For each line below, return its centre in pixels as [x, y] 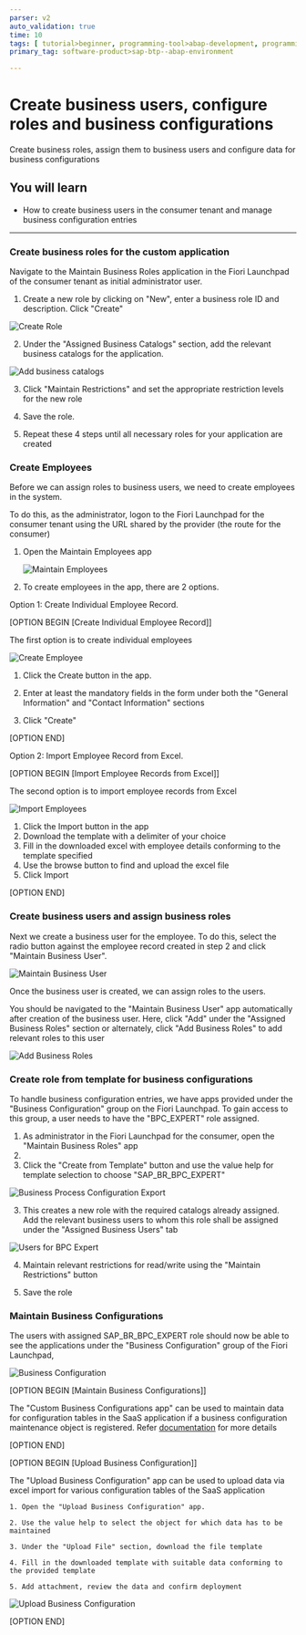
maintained [30, 1531]
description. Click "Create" [73, 309]
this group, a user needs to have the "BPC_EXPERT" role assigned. [134, 1119]
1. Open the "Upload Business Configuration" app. [107, 1507]
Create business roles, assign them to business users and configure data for [153, 150]
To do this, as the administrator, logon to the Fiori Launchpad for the [137, 515]
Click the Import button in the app [86, 827]
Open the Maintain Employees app [87, 552]
